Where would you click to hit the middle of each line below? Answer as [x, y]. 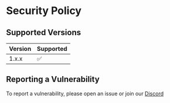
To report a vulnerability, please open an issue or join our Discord [85, 93]
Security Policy [44, 11]
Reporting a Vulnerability [53, 79]
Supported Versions [43, 32]
